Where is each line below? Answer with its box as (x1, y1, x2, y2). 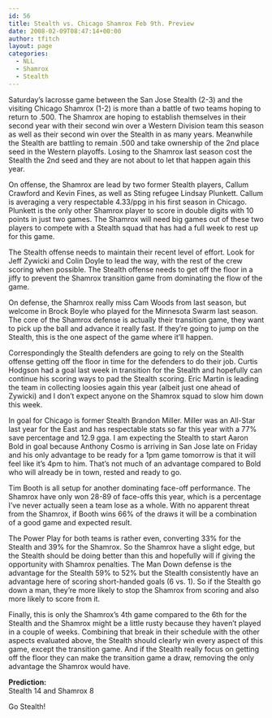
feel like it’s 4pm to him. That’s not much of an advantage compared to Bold (8, 459, 261, 468)
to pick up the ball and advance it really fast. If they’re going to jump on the (8, 323, 260, 333)
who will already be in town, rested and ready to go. (8, 467, 182, 476)
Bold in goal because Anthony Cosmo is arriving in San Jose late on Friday (8, 441, 258, 451)
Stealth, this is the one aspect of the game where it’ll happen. (8, 332, 214, 342)
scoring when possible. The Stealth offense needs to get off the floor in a (8, 264, 253, 274)
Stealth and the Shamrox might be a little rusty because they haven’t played (8, 618, 261, 628)
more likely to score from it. (8, 594, 100, 603)
